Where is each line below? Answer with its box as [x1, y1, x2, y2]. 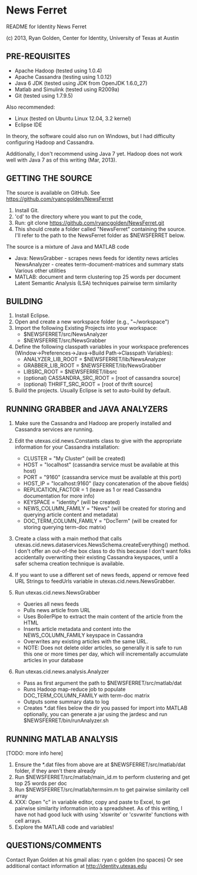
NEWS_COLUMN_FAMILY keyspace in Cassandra [23, 632, 143, 639]
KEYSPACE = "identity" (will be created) [23, 499, 121, 506]
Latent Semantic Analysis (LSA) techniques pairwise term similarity [14, 279, 178, 286]
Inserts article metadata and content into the [23, 626, 131, 633]
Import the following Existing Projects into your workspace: [14, 325, 158, 332]
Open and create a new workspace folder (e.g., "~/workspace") [14, 318, 169, 325]
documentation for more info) [23, 492, 95, 500]
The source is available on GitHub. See [6, 189, 100, 196]
